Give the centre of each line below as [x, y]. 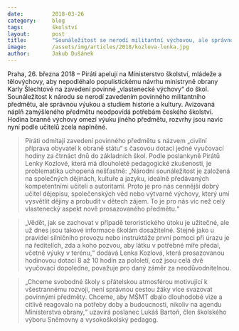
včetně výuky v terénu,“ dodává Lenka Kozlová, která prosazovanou [124, 253]
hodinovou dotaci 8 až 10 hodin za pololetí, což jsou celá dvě [114, 260]
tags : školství [43, 27]
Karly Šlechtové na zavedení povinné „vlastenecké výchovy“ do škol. [108, 89]
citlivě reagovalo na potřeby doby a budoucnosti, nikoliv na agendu [123, 304]
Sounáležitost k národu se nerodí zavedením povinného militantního [107, 96]
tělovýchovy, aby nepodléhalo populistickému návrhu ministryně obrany [113, 81]
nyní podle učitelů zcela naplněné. [58, 127]
